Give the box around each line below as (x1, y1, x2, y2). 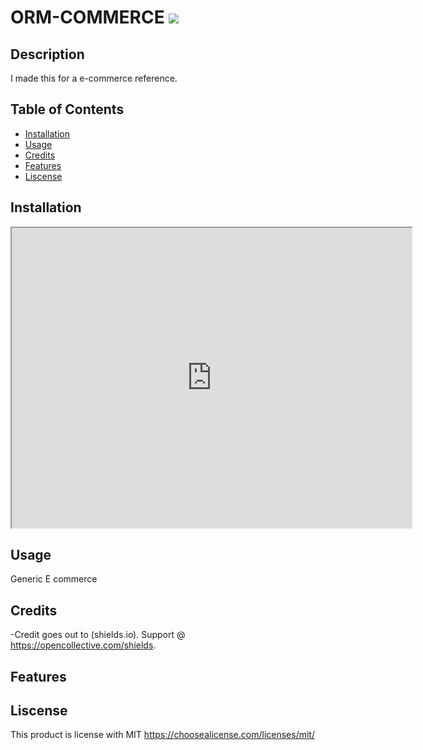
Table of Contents (10, 101, 125, 118)
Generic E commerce (10, 573, 98, 585)
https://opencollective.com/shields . (10, 639, 157, 651)
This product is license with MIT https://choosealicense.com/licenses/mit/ (10, 729, 315, 741)
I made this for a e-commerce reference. (10, 72, 178, 84)
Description (10, 46, 85, 63)
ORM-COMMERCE (10, 6, 165, 29)
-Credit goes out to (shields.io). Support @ (10, 629, 186, 641)
